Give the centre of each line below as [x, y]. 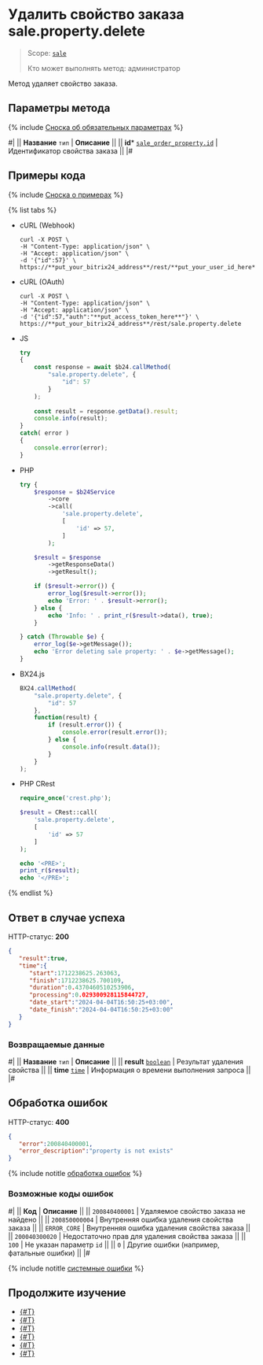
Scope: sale [47, 53]
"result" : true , [43, 958]
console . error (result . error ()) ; [115, 732]
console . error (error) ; [71, 448]
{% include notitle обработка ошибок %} [75, 1174]
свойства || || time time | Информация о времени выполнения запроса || [130, 1070]
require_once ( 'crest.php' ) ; [65, 798]
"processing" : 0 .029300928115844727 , [89, 995]
